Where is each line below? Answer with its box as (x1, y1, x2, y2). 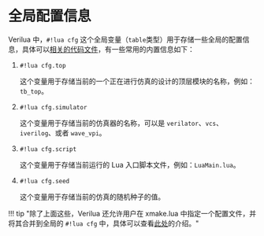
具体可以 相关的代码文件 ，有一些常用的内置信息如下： (21, 44, 195, 53)
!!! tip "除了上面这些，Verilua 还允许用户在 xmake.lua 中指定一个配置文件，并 (8, 208, 257, 218)
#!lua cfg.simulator (19, 103, 87, 111)
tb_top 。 (19, 86, 49, 95)
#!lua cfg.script (19, 145, 77, 153)
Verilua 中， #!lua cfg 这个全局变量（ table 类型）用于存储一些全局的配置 (8, 35, 243, 44)
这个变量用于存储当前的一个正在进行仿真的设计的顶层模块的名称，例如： (19, 76, 255, 86)
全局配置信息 (8, 7, 92, 25)
